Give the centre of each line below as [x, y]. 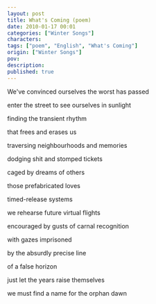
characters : [24, 40]
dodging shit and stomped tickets [55, 159]
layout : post [26, 14]
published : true [31, 71]
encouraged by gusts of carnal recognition [68, 226]
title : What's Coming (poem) [49, 20]
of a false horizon [32, 266]
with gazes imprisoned [40, 239]
